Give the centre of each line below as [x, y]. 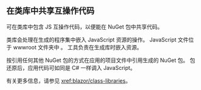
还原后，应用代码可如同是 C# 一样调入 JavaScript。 [71, 67]
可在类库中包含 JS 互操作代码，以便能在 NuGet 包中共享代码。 [85, 27]
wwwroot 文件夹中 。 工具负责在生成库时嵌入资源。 [78, 47]
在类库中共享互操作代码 [50, 11]
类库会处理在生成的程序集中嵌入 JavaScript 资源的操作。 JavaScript [91, 40]
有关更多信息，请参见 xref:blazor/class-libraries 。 [69, 80]
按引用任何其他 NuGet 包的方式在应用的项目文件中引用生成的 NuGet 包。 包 [101, 60]
